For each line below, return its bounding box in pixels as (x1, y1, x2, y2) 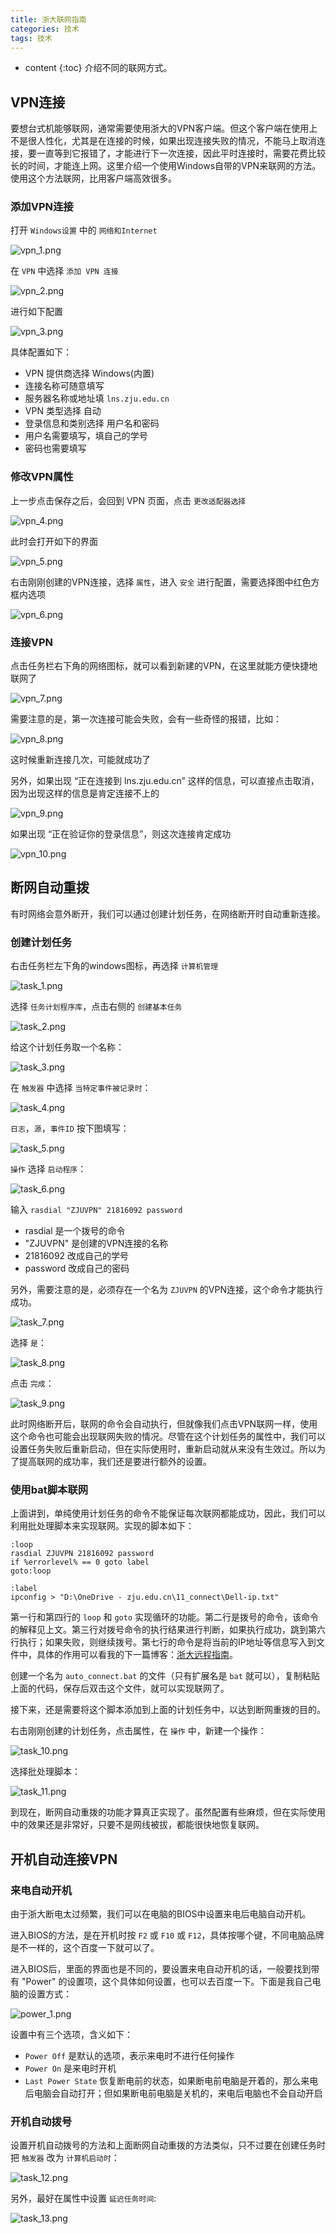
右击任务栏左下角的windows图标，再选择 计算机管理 (10, 960, 219, 972)
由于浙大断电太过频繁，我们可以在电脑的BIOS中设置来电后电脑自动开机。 (10, 1908, 312, 1920)
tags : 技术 (10, 33, 53, 43)
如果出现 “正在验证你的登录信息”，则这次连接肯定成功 (10, 828, 232, 840)
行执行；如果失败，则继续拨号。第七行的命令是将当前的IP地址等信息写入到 (10, 1636, 317, 1648)
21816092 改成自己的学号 (24, 1250, 130, 1262)
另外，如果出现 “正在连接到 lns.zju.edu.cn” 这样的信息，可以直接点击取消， (10, 775, 320, 787)
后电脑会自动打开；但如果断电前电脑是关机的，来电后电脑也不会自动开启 (24, 2087, 323, 2100)
